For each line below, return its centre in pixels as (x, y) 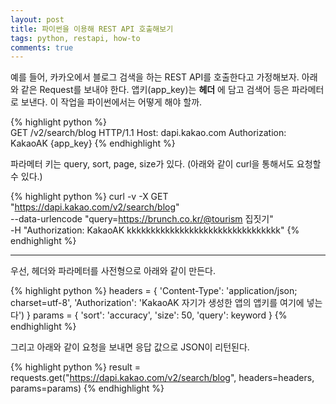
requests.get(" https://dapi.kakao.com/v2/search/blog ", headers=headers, (162, 378)
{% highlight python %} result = (76, 367)
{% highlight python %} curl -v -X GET (89, 197)
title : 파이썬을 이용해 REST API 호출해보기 (92, 29)
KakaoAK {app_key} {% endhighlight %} (93, 143)
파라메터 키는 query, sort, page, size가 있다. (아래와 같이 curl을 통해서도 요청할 (166, 164)
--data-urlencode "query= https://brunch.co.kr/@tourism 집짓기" (142, 219)
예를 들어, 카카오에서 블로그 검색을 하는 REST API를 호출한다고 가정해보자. (155, 77)
